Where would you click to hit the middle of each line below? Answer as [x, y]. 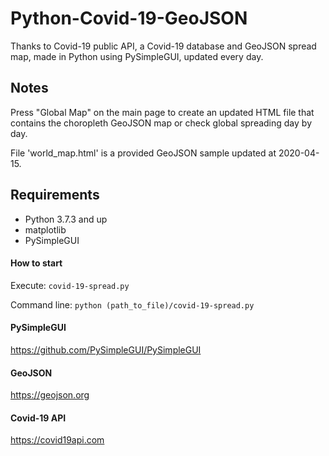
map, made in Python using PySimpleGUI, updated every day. [137, 56]
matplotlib [45, 229]
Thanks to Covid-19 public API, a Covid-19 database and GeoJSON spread [163, 46]
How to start [36, 263]
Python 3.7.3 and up [66, 219]
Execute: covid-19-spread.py [70, 285]
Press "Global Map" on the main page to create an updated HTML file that [162, 112]
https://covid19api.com [57, 440]
